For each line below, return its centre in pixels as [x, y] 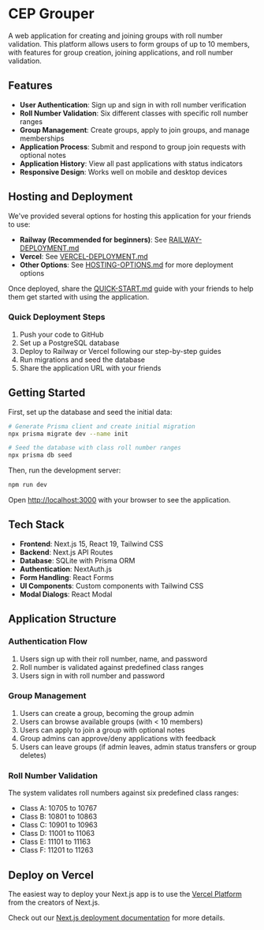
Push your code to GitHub [61, 334]
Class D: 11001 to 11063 [57, 834]
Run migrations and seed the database [82, 360]
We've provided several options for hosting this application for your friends [130, 216]
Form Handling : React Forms [67, 577]
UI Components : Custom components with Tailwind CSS [112, 585]
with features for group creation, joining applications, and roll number [121, 52]
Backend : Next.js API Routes [66, 552]
